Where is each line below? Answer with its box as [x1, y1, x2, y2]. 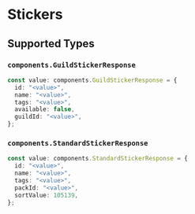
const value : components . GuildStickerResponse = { [7, 76, 178, 84]
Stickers [7, 6, 64, 24]
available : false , [14, 105, 76, 113]
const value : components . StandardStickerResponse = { [7, 155, 189, 163]
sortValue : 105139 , [14, 191, 79, 199]
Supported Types [7, 37, 96, 50]
